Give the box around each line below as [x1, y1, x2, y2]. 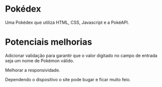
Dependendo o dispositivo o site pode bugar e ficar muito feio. [5, 76, 131, 82]
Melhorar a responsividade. [5, 67, 61, 73]
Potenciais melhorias [5, 36, 92, 48]
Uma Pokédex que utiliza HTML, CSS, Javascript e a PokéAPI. [5, 19, 129, 25]
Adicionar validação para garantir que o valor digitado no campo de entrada [5, 52, 158, 58]
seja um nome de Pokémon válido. [5, 57, 75, 64]
